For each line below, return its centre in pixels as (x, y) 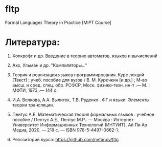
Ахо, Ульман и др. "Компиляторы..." (49, 65)
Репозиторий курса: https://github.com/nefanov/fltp (65, 139)
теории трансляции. (33, 105)
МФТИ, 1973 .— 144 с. (35, 90)
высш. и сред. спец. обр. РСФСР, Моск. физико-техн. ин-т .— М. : (81, 85)
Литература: (32, 42)
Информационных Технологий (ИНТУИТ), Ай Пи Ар (94, 125)
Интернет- (124, 119)
